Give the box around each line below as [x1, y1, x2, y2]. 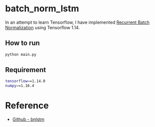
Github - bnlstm [12, 117, 45, 123]
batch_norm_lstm [5, 3, 79, 14]
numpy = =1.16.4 [5, 84, 35, 88]
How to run [5, 39, 40, 47]
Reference [5, 100, 49, 111]
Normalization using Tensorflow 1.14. [5, 24, 80, 30]
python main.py [5, 52, 37, 57]
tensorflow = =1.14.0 [5, 79, 46, 84]
